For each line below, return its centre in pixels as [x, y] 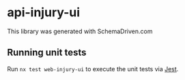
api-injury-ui [44, 13]
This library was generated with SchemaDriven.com [80, 31]
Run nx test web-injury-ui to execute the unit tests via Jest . [93, 68]
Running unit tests [47, 53]
